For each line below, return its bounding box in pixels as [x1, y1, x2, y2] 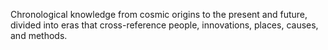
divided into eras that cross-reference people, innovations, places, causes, [10, 19, 319, 31]
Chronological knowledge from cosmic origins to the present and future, [10, 9, 308, 20]
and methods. [10, 30, 68, 41]
